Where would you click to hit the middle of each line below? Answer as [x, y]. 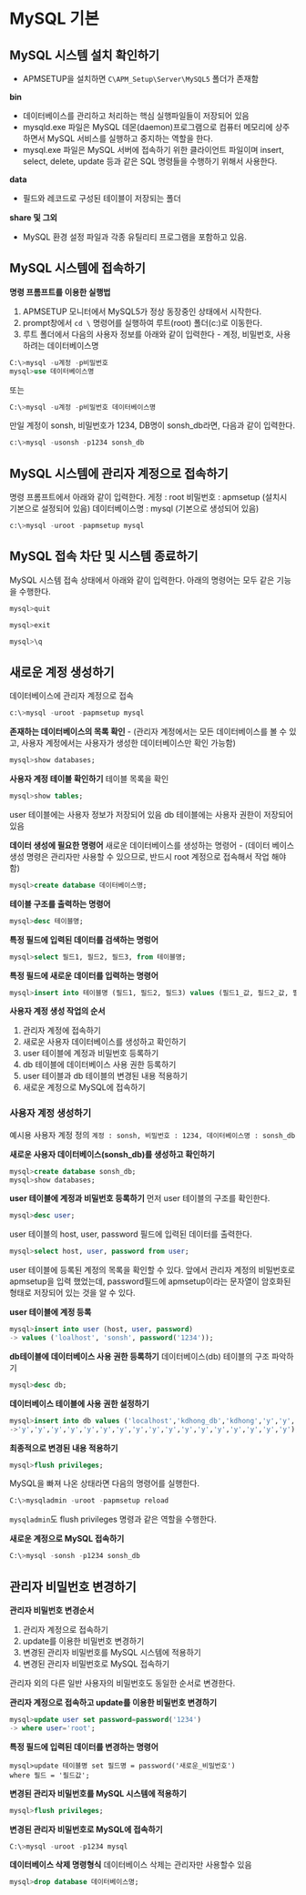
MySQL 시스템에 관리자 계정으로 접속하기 [119, 473]
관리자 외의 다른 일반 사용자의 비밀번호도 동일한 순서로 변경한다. [122, 1683]
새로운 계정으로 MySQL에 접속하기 [84, 1087]
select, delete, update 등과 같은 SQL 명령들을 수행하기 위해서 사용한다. [150, 161]
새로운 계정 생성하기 [62, 672]
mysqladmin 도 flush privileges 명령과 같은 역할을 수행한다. [113, 1519]
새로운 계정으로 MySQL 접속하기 [67, 1539]
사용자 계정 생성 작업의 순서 [57, 1011]
